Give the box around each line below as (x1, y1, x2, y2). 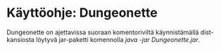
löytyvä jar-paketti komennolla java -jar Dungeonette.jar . (35, 35, 201, 43)
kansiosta (6, 35, 34, 43)
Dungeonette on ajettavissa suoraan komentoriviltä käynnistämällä (6, 28, 199, 36)
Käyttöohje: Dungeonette (6, 5, 158, 21)
